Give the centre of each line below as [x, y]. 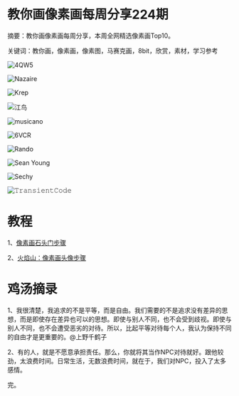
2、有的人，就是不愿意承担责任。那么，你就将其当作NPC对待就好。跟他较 [116, 352]
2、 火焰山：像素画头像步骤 [47, 257]
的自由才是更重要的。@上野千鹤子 [57, 337]
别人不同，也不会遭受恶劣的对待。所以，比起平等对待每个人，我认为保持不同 [119, 328]
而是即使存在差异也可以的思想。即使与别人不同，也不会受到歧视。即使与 [126, 319]
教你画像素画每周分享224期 [88, 15]
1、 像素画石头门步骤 [37, 242]
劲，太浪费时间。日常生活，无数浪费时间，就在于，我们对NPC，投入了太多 [117, 360]
